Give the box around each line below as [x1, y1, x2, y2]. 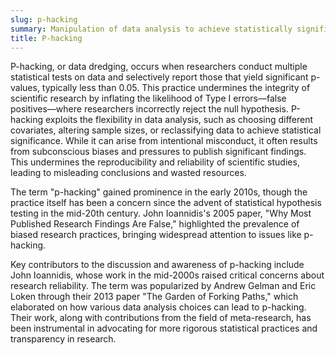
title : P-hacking [10, 33, 83, 43]
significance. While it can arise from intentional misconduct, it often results [10, 135, 318, 147]
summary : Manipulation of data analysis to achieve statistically [10, 24, 293, 34]
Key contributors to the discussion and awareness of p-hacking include [10, 259, 305, 271]
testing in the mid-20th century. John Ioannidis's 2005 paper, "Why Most [10, 207, 312, 220]
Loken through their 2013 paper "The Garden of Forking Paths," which [10, 291, 299, 303]
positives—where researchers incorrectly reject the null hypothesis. [10, 103, 289, 115]
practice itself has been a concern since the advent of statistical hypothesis [10, 197, 322, 209]
